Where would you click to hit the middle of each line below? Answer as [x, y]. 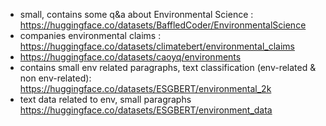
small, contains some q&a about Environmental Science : [136, 14]
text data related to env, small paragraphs [105, 99]
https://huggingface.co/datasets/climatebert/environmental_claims [157, 46]
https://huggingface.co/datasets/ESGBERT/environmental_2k [145, 88]
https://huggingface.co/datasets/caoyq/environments [130, 57]
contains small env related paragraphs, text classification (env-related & [168, 67]
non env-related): [55, 78]
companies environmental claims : [90, 35]
